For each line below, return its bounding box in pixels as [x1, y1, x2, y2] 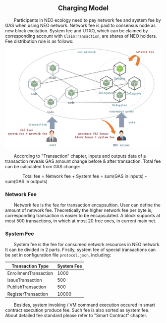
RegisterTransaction [7, 291, 48, 297]
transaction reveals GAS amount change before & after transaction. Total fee [5, 158, 161, 164]
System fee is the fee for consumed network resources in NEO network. [14, 242, 161, 248]
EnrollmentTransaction [7, 270, 54, 276]
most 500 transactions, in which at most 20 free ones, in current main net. [5, 218, 157, 224]
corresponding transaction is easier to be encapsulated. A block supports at [5, 212, 161, 218]
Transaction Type [11, 263, 49, 269]
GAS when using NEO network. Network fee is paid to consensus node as [5, 22, 156, 28]
